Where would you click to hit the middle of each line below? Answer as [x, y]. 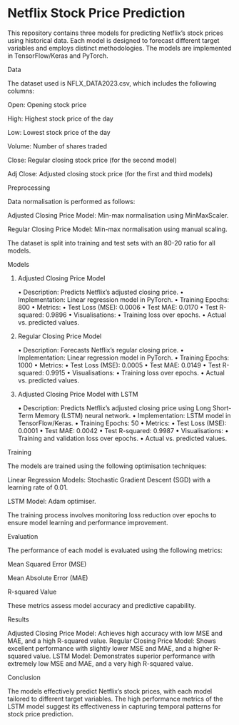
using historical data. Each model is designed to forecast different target [113, 40]
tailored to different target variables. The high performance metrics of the [115, 699]
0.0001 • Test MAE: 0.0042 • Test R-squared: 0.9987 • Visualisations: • [123, 430]
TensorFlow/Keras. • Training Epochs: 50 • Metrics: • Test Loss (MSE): [122, 423]
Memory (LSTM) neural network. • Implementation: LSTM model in [133, 415]
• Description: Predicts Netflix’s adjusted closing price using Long [115, 407]
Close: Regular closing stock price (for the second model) [92, 160]
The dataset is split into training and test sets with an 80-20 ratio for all [111, 243]
